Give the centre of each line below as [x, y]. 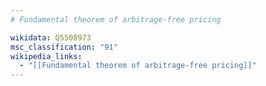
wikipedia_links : [46, 56]
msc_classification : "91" [64, 47]
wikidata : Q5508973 [51, 37]
